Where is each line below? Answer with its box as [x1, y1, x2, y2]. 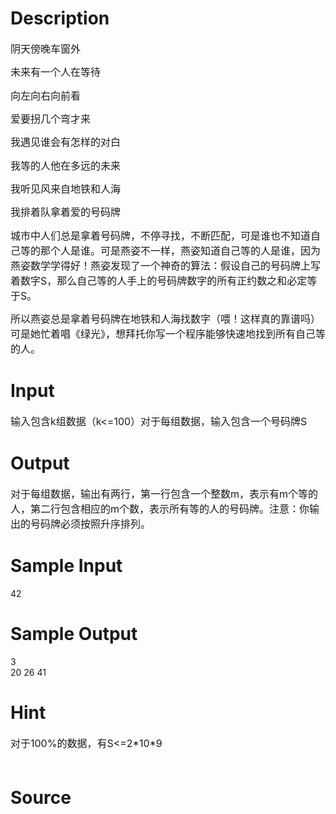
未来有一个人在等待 [10, 65, 102, 79]
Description [10, 7, 110, 30]
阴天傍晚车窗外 [10, 42, 82, 56]
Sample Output [10, 622, 138, 645]
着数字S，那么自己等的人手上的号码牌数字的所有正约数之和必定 [10, 273, 308, 287]
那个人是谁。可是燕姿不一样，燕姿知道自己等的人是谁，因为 [40, 243, 322, 257]
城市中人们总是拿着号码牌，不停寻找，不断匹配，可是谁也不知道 [10, 228, 312, 242]
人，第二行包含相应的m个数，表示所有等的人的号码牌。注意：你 [10, 502, 310, 516]
